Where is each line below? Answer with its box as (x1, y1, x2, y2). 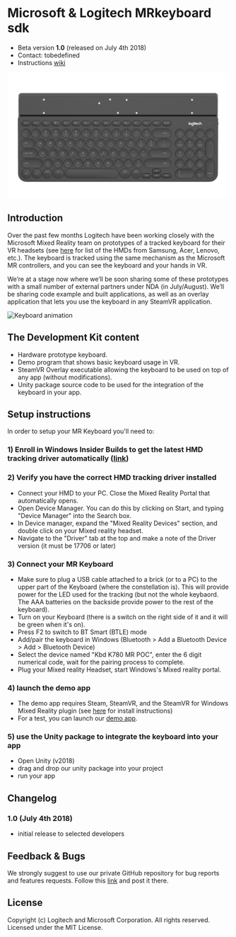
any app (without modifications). (17, 373, 112, 381)
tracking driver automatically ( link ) (7, 454, 129, 464)
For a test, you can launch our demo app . (17, 714, 138, 723)
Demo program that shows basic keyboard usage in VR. (17, 357, 180, 366)
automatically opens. (17, 496, 79, 505)
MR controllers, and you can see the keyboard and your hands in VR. (7, 260, 207, 270)
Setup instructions (7, 408, 91, 420)
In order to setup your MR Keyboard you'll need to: (7, 427, 155, 436)
